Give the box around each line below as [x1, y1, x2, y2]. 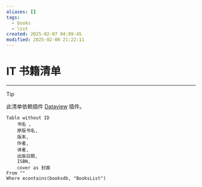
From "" [6, 170, 26, 176]
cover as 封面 [17, 165, 50, 171]
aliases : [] [6, 8, 36, 15]
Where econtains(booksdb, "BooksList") [6, 175, 106, 181]
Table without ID [6, 115, 50, 121]
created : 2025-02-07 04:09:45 [6, 31, 82, 37]
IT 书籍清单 [6, 64, 61, 78]
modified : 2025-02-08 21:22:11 [6, 37, 85, 43]
